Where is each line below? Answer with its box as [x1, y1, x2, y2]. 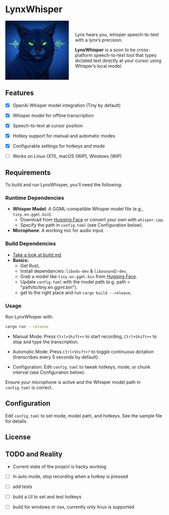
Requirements [5, 168, 51, 177]
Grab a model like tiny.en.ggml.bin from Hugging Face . [20, 273, 138, 279]
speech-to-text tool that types [93, 52, 157, 58]
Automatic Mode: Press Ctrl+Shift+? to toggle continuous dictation [12, 348, 154, 355]
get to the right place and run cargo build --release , [20, 289, 132, 296]
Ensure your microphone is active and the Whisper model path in [5, 379, 141, 385]
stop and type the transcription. [12, 339, 79, 345]
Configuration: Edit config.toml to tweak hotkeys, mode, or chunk [12, 364, 151, 370]
